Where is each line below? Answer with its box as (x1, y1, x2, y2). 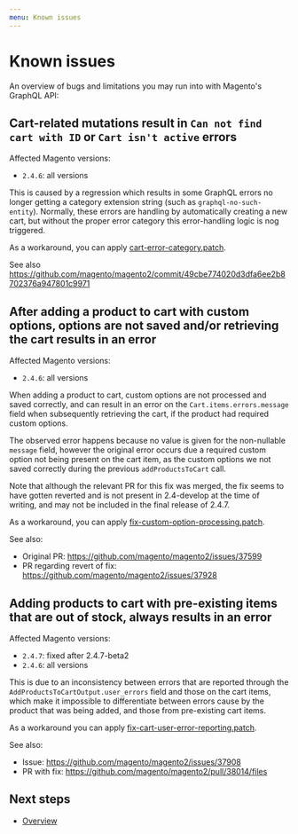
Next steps (9, 791, 71, 807)
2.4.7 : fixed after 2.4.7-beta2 (21, 650, 129, 661)
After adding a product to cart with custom (9, 303, 250, 319)
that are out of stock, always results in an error (9, 610, 272, 625)
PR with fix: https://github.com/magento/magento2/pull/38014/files (21, 767, 268, 776)
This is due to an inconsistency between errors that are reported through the (9, 677, 289, 688)
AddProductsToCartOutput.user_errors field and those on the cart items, (9, 687, 271, 696)
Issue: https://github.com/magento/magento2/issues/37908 (21, 757, 241, 767)
